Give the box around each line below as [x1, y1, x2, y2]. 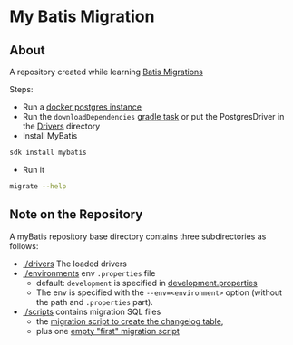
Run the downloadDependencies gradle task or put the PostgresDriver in [22, 111, 285, 121]
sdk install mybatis [9, 148, 88, 157]
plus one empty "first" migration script [35, 325, 180, 336]
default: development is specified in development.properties [35, 277, 258, 288]
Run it [22, 164, 45, 175]
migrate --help [9, 181, 67, 191]
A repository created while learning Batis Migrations [9, 66, 204, 77]
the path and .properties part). [35, 296, 154, 307]
